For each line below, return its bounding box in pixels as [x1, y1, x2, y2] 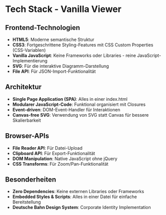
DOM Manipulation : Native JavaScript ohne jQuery [12, 156, 118, 162]
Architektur [5, 83, 42, 91]
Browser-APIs [5, 132, 49, 140]
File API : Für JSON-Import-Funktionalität [12, 68, 96, 74]
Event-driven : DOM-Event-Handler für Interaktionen [12, 106, 121, 113]
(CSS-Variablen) [12, 47, 46, 53]
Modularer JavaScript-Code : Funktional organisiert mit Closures [12, 101, 146, 107]
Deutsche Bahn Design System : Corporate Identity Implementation [12, 205, 151, 211]
